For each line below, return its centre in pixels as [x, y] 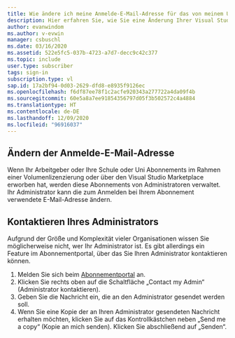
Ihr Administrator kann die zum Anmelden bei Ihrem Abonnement [101, 192]
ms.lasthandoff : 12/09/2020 [48, 118]
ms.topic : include [34, 60]
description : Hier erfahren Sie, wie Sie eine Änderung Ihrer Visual [111, 20]
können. [19, 261]
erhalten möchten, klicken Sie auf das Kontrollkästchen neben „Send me [121, 319]
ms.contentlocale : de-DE [43, 111]
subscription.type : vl [40, 79]
